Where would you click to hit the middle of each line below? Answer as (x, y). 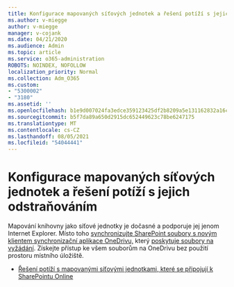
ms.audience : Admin (36, 46)
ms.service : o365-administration (56, 59)
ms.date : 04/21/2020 (38, 40)
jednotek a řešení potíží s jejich (99, 192)
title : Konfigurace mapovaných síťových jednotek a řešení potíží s (109, 14)
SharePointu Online (45, 277)
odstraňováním (53, 207)
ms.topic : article (34, 53)
